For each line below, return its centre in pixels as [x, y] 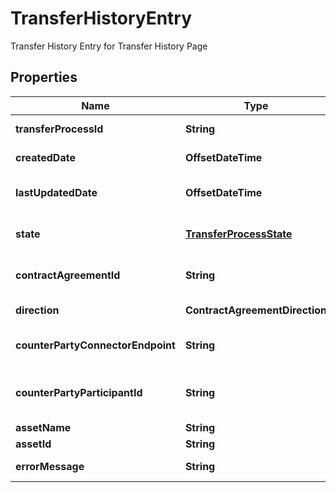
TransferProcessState [238, 234]
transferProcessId [59, 129]
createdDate [45, 157]
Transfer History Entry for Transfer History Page [109, 46]
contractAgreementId [68, 275]
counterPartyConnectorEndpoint [95, 345]
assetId [33, 444]
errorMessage [50, 466]
